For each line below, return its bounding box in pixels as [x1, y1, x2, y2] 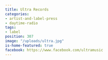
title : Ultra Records [5, 7, 49, 12]
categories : [5, 12, 29, 16]
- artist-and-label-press [5, 16, 57, 21]
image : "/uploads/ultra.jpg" [5, 39, 64, 44]
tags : [5, 25, 16, 30]
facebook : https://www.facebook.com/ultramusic [5, 47, 104, 52]
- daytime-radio [5, 20, 38, 26]
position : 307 [5, 34, 34, 39]
